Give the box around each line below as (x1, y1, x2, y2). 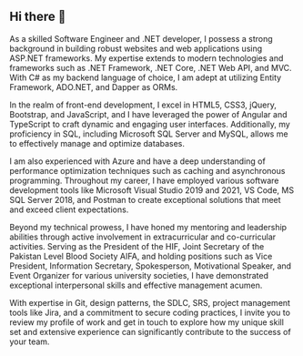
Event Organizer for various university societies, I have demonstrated (9, 270, 269, 280)
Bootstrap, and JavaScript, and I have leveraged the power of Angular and (9, 108, 288, 119)
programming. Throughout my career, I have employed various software (9, 175, 279, 186)
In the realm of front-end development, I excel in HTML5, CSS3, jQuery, (9, 99, 278, 110)
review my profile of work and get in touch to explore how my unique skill (9, 316, 285, 328)
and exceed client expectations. (9, 204, 129, 215)
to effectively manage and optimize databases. (9, 137, 185, 148)
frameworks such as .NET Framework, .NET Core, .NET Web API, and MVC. (9, 62, 293, 73)
